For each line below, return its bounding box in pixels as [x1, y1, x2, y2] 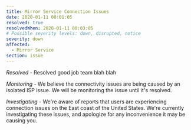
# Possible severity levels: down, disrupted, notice [6, 31, 141, 37]
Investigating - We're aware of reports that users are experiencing [6, 98, 167, 105]
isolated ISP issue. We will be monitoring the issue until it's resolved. [6, 86, 172, 93]
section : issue [6, 53, 44, 58]
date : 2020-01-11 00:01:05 [6, 14, 73, 20]
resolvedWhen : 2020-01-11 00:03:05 [6, 25, 94, 31]
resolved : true [6, 19, 44, 25]
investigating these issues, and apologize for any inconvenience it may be [6, 110, 186, 118]
